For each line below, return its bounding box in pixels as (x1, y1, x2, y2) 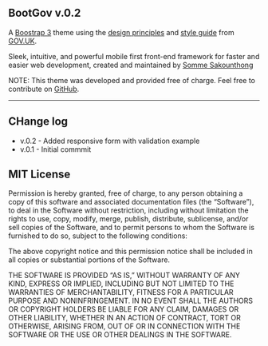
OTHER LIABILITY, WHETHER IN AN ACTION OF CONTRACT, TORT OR (8, 313, 241, 323)
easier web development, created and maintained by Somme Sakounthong (8, 60, 254, 70)
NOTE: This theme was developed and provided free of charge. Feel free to (8, 75, 256, 85)
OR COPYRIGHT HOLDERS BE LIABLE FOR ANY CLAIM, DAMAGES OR (8, 304, 239, 314)
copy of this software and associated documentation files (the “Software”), (8, 197, 254, 207)
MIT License (8, 168, 71, 181)
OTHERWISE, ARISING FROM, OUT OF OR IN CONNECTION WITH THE (8, 321, 241, 331)
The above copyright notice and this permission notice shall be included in (8, 247, 253, 257)
